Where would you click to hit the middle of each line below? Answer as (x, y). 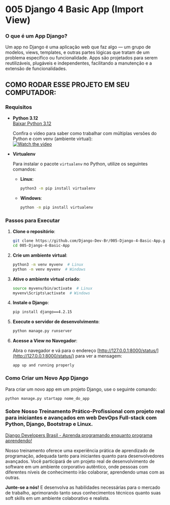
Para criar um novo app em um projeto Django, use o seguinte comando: (81, 389)
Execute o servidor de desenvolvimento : (56, 322)
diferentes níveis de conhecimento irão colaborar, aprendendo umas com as (85, 472)
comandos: (24, 169)
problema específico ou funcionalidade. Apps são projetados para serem (81, 58)
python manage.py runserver (42, 331)
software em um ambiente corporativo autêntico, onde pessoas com (77, 466)
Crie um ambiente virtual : (40, 255)
